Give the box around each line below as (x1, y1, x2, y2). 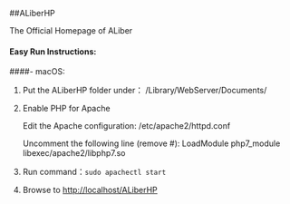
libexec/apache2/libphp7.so (22, 148, 126, 159)
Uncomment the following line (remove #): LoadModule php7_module (22, 138, 281, 149)
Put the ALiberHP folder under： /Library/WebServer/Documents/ (22, 85, 267, 96)
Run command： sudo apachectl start (22, 167, 167, 178)
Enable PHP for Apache (22, 103, 111, 114)
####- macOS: (9, 66, 65, 77)
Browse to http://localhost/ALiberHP (22, 185, 159, 196)
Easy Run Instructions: (9, 45, 97, 57)
